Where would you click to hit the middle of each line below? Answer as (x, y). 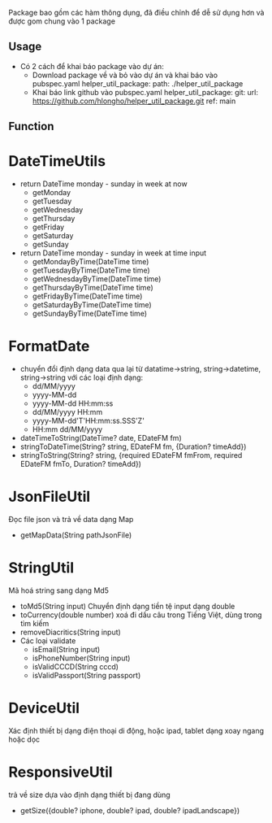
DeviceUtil (44, 708)
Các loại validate (48, 640)
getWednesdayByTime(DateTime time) (97, 279)
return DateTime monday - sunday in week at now (104, 184)
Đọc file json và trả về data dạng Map (71, 520)
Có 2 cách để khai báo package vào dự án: (92, 66)
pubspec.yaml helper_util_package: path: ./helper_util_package (138, 83)
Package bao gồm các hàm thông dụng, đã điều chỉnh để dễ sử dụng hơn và (136, 13)
